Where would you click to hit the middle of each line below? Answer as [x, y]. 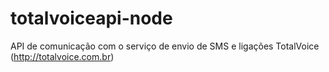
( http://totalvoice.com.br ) [62, 56]
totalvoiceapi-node [91, 18]
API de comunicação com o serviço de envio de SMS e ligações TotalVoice [165, 46]
